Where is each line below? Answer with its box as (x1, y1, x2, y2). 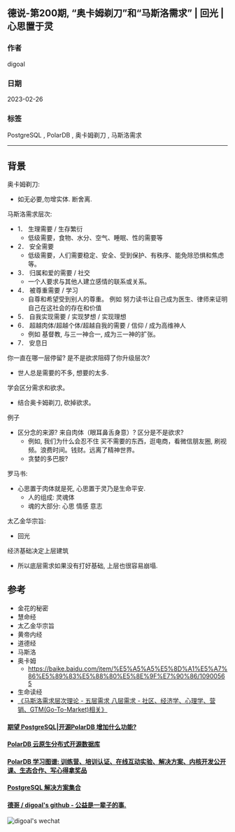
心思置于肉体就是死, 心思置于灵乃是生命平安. (17, 484, 145, 493)
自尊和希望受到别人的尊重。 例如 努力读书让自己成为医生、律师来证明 (27, 295, 228, 304)
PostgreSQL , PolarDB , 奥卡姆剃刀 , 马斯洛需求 (7, 131, 142, 140)
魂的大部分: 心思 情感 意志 (27, 502, 103, 511)
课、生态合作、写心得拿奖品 (7, 766, 87, 774)
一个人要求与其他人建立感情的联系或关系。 (27, 277, 151, 286)
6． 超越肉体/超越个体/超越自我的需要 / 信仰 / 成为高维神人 (17, 321, 187, 330)
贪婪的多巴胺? (27, 455, 69, 463)
